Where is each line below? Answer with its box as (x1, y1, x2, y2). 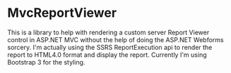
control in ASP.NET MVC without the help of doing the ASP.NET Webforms (7, 35, 224, 44)
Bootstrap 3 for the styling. (7, 58, 85, 66)
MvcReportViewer (7, 5, 117, 21)
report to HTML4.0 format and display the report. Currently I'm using (7, 51, 207, 59)
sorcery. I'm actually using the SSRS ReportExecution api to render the (7, 43, 213, 51)
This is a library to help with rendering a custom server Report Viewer (7, 28, 210, 36)
